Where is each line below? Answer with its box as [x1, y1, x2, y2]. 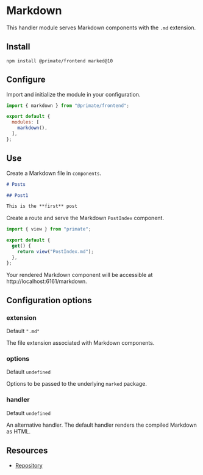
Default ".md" [6, 328, 40, 335]
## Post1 [6, 192, 29, 199]
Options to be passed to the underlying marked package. [6, 380, 148, 388]
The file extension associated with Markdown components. [6, 339, 155, 347]
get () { [12, 243, 32, 249]
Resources [6, 446, 48, 456]
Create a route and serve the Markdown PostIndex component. [6, 215, 165, 222]
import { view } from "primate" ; [6, 226, 91, 232]
